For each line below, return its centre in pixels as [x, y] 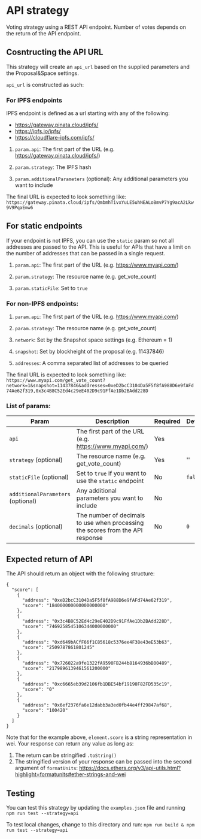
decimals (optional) [36, 527]
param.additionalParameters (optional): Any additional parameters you [101, 179]
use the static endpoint [110, 481]
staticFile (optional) [39, 477]
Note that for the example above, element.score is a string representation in [99, 737]
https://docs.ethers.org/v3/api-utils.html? [130, 768]
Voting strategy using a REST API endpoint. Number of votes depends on [96, 27]
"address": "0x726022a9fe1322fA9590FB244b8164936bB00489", [97, 663]
